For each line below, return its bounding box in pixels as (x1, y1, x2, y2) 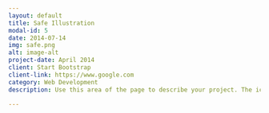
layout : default (8, 11, 62, 20)
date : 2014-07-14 (8, 33, 66, 42)
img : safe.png (8, 41, 56, 49)
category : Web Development (8, 78, 98, 86)
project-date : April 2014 (8, 56, 94, 64)
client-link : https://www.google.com (8, 71, 134, 79)
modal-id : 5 (8, 26, 48, 34)
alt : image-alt (8, 49, 59, 56)
